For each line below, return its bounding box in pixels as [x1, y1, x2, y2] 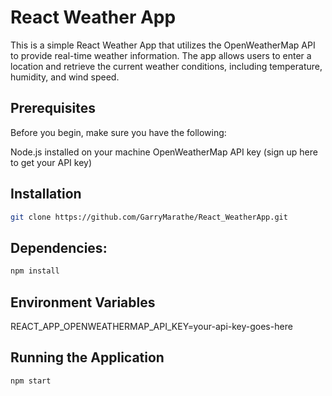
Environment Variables [10, 294, 156, 311]
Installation [10, 186, 82, 203]
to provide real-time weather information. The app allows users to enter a [10, 49, 312, 61]
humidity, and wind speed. [10, 71, 120, 83]
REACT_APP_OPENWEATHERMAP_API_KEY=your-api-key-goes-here [10, 320, 293, 332]
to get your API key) [10, 156, 93, 168]
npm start [10, 376, 52, 386]
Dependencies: [10, 239, 108, 256]
